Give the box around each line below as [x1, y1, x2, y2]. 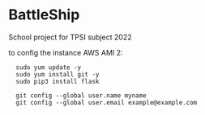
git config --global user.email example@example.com [15, 98, 198, 106]
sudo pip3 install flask [15, 77, 100, 85]
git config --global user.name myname [15, 91, 147, 100]
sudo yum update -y [15, 63, 82, 72]
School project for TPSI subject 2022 [8, 32, 132, 42]
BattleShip [8, 6, 80, 24]
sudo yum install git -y [15, 70, 100, 78]
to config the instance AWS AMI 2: [8, 47, 123, 57]
